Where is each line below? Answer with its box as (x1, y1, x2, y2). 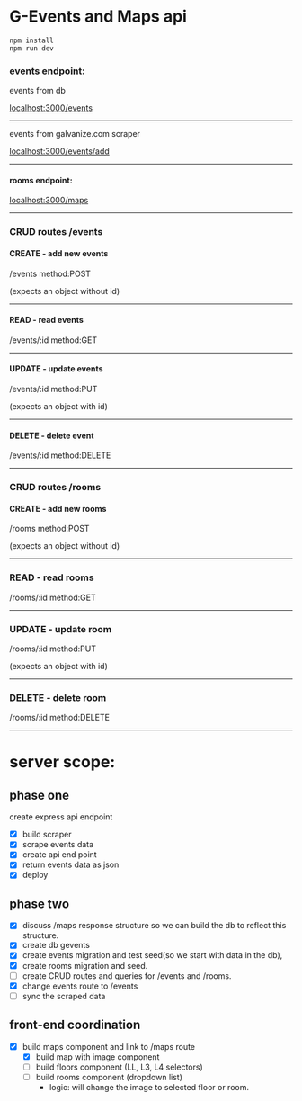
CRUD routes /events (9, 226, 103, 238)
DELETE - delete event (9, 430, 94, 441)
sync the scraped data (22, 990, 106, 1001)
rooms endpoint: (9, 175, 74, 185)
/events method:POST (9, 268, 92, 279)
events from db (9, 85, 66, 96)
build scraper (22, 829, 72, 840)
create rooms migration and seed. (22, 960, 148, 971)
